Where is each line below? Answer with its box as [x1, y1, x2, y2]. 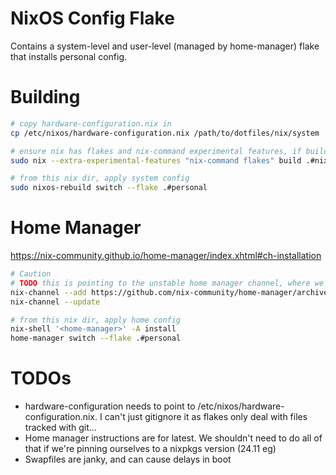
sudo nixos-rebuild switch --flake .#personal [10, 183, 208, 193]
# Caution [10, 269, 52, 279]
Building [10, 86, 81, 109]
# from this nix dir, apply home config [10, 315, 182, 325]
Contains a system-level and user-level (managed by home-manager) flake [10, 40, 320, 52]
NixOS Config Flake [10, 7, 175, 30]
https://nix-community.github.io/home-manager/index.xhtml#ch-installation [10, 250, 322, 262]
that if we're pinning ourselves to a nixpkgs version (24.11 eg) [24, 443, 277, 455]
